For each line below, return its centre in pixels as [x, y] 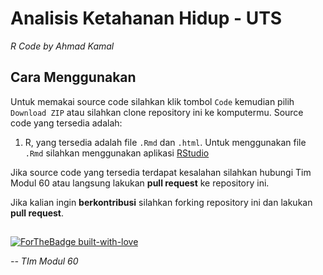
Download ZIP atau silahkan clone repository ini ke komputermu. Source [157, 112]
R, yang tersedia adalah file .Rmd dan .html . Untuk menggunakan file [165, 142]
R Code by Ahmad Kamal [62, 46]
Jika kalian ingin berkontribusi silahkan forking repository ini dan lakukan [161, 202]
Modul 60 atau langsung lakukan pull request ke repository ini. [140, 183]
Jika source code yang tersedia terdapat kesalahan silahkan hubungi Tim [161, 172]
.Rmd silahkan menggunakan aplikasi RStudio [117, 153]
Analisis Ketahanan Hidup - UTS [146, 18]
